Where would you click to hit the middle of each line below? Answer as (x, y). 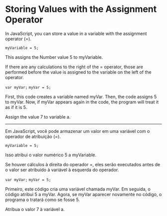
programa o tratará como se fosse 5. (42, 200)
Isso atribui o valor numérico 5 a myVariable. (51, 155)
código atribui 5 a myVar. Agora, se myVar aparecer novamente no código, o (83, 194)
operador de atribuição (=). (33, 136)
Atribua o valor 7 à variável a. (35, 209)
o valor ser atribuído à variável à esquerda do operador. (62, 170)
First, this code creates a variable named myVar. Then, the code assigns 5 (81, 97)
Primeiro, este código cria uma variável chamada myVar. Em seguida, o (78, 189)
